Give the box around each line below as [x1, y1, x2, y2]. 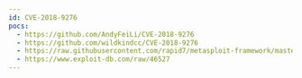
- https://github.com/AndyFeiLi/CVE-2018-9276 [16, 30, 195, 39]
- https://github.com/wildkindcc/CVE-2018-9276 [16, 38, 199, 48]
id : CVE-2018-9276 [8, 13, 78, 22]
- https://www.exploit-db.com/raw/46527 [16, 55, 170, 64]
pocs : [8, 22, 29, 30]
